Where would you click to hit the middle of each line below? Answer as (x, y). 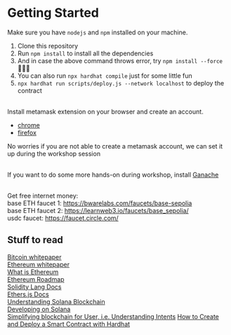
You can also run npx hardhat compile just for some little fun (105, 76)
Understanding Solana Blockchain (56, 301)
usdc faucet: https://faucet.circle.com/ (63, 218)
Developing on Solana (39, 309)
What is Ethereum (33, 272)
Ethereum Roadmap (36, 279)
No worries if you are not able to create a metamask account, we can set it (115, 146)
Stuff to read (35, 240)
